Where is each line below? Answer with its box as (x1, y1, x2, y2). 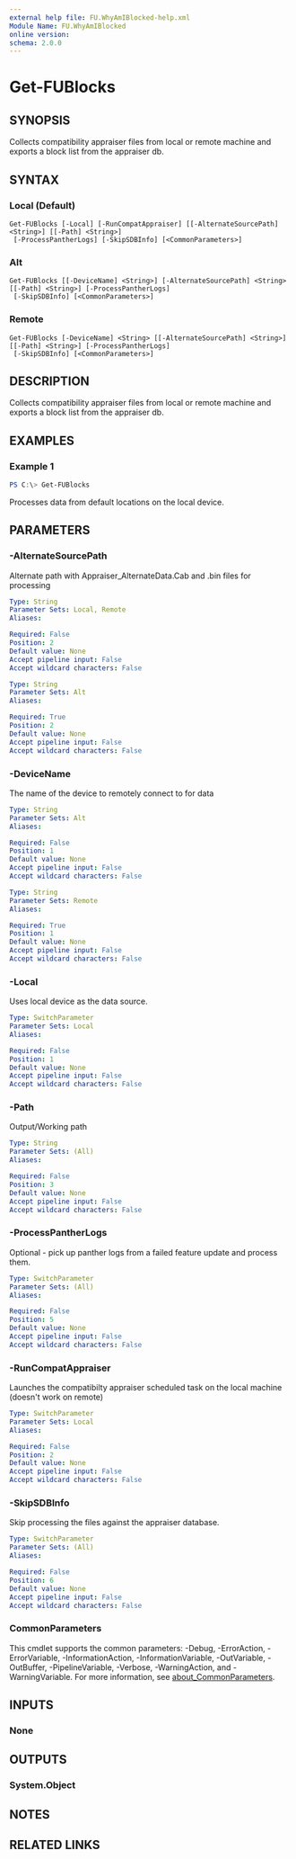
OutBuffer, (9, 1661, 48, 1673)
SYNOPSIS (9, 112, 71, 128)
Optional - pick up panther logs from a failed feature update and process (9, 1247, 278, 1257)
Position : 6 (9, 1576, 54, 1585)
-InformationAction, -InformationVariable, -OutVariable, (62, 1652, 266, 1663)
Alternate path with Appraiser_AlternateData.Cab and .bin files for (9, 570, 251, 581)
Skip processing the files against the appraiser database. (9, 1517, 220, 1528)
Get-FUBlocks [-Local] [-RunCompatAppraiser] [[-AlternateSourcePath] (9, 219, 279, 228)
